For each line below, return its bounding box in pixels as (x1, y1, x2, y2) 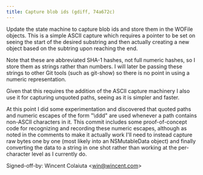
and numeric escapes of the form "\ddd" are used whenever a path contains (6, 112, 197, 119)
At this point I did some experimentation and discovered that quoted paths (6, 105, 191, 112)
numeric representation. (6, 75, 67, 83)
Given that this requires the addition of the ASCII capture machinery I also (6, 87, 190, 94)
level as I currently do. (32, 150, 87, 157)
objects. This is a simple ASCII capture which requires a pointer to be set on (6, 31, 196, 39)
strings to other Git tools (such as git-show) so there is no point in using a (6, 69, 190, 76)
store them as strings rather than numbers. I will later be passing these (6, 63, 183, 70)
